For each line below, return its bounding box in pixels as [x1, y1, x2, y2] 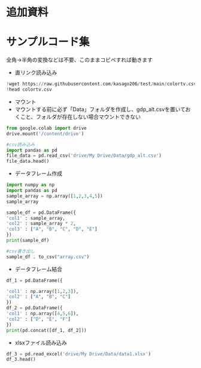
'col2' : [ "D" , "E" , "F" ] [6, 316, 71, 322]
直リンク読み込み [14, 69, 57, 76]
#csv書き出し [6, 248, 35, 254]
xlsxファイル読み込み [14, 339, 67, 346]
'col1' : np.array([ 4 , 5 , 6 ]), [6, 310, 79, 316]
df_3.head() [6, 357, 36, 363]
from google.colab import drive [6, 125, 87, 131]
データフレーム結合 [14, 265, 63, 273]
